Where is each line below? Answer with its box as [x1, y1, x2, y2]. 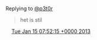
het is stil [20, 16, 43, 23]
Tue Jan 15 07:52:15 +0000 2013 [11, 28, 91, 35]
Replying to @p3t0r [5, 5, 53, 12]
